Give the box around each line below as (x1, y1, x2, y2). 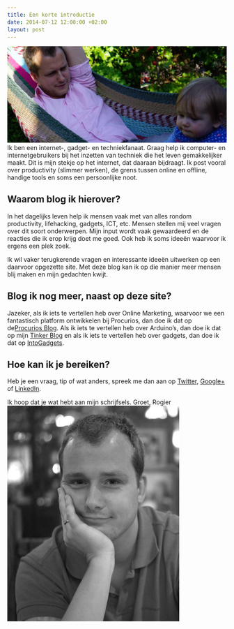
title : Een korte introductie (7, 11, 95, 18)
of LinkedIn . (7, 385, 42, 393)
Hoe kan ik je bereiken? (7, 358, 110, 370)
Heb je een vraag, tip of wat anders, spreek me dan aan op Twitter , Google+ (7, 377, 225, 385)
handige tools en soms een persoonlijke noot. (7, 173, 138, 182)
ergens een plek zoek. (7, 242, 71, 250)
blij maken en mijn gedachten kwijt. (7, 269, 108, 279)
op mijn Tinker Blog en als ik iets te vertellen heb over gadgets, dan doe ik (7, 331, 219, 339)
